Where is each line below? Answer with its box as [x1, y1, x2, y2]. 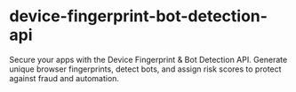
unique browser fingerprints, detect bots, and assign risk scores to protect [9, 64, 282, 74]
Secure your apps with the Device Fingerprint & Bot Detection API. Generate [9, 54, 288, 65]
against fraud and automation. [9, 73, 120, 83]
